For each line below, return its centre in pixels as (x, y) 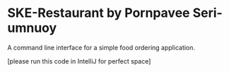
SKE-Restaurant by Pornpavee (99, 13)
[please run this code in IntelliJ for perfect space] (79, 61)
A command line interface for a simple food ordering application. (101, 47)
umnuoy (32, 28)
